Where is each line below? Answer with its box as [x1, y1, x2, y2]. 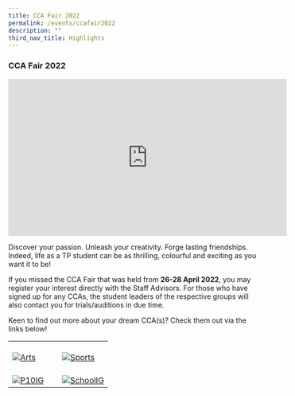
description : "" [8, 26, 62, 34]
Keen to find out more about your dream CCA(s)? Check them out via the [8, 316, 246, 325]
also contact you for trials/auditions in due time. [8, 300, 165, 309]
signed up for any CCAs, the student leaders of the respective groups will [8, 292, 249, 301]
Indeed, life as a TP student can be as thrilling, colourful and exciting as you [8, 250, 257, 260]
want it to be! [8, 259, 52, 269]
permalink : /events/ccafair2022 [8, 19, 115, 27]
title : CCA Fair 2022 [8, 11, 80, 20]
